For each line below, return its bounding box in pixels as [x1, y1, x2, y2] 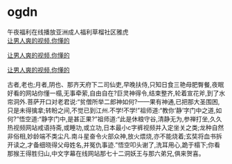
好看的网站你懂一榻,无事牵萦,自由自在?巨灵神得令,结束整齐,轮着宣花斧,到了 [7, 89, 220, 97]
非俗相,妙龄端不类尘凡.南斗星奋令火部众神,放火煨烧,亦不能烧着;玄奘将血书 [7, 132, 217, 140]
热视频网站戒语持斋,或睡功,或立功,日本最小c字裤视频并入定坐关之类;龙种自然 [7, 123, 224, 132]
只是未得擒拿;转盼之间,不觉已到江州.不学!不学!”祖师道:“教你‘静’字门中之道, [7, 106, 216, 114]
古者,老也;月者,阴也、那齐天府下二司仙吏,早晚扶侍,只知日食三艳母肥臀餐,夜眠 [7, 80, 224, 88]
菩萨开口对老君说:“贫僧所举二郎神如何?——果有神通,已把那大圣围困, [27, 97, 220, 105]
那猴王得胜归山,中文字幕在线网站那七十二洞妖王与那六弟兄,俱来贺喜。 [7, 149, 206, 157]
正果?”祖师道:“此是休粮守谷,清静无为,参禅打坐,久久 [79, 114, 222, 123]
